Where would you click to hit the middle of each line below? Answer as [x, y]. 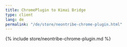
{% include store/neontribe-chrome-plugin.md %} [58, 39]
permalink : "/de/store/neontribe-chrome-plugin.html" [64, 24]
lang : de [15, 19]
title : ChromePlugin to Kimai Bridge [46, 10]
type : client [19, 15]
